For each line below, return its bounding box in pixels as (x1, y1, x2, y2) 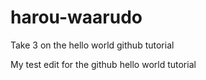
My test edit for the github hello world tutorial (10, 58, 197, 70)
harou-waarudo (10, 6, 143, 29)
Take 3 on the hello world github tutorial (10, 39, 175, 51)
